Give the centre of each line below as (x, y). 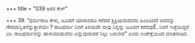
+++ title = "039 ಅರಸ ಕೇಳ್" (37, 9)
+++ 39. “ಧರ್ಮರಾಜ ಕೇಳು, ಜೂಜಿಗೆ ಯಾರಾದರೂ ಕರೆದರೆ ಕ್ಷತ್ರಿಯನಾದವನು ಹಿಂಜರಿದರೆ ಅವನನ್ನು (90, 20)
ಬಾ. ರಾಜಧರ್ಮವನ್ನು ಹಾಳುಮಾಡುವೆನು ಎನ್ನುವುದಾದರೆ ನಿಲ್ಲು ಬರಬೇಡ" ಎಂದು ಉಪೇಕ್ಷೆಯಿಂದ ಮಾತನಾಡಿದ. (97, 34)
